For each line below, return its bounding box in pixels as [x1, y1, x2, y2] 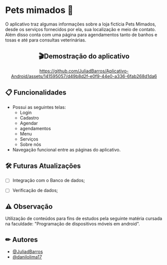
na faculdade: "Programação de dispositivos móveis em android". [5, 221, 140, 227]
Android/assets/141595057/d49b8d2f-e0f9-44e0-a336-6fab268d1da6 [10, 73, 157, 79]
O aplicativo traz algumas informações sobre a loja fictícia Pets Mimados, [5, 21, 156, 27]
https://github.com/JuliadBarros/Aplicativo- [39, 67, 129, 74]
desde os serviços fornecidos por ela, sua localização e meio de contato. [5, 26, 156, 32]
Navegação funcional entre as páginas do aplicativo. [12, 146, 121, 152]
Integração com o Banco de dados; [12, 177, 85, 183]
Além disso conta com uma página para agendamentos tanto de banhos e [5, 31, 157, 37]
